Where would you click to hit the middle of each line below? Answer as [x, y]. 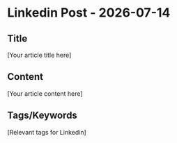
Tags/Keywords [43, 116]
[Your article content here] [45, 93]
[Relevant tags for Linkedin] [47, 132]
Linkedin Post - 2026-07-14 [89, 13]
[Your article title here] [39, 55]
